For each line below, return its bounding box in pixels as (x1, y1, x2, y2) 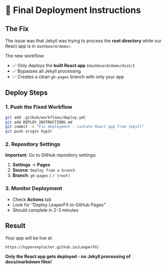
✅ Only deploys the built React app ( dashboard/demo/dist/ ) (12, 63, 135, 68)
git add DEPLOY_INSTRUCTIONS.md (5, 120, 72, 125)
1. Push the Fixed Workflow (5, 104, 72, 111)
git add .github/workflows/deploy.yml (5, 115, 86, 120)
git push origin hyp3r (5, 129, 52, 134)
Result (5, 221, 26, 230)
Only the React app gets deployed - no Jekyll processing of (5, 253, 131, 259)
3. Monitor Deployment (5, 185, 62, 192)
